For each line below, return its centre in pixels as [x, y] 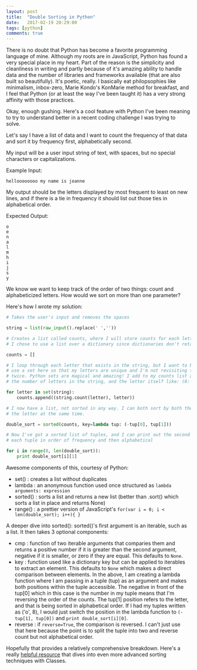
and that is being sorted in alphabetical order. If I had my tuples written [100, 605]
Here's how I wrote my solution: [45, 307]
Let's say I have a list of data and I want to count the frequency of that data [97, 135]
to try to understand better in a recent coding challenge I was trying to [91, 117]
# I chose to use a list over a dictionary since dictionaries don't [93, 344]
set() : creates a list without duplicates [61, 479]
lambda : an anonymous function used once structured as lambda [93, 485]
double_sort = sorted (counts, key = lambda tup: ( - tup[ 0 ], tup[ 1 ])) [89, 424]
